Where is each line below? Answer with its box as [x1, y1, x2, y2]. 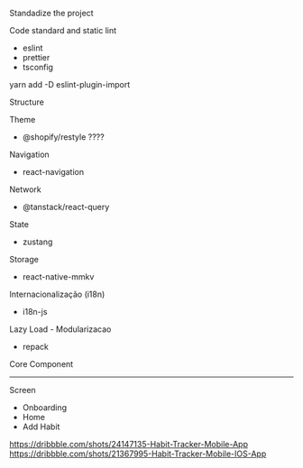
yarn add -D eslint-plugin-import [9, 79, 131, 89]
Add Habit [22, 421, 60, 432]
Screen [9, 385, 36, 395]
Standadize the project [9, 8, 94, 18]
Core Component [9, 359, 74, 369]
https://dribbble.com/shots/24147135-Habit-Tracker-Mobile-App [9, 439, 249, 449]
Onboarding [22, 402, 68, 413]
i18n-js [22, 307, 48, 317]
